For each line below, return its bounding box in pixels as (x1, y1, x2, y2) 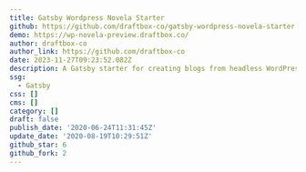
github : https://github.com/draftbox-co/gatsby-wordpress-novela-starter (9, 22, 296, 31)
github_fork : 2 (9, 148, 67, 157)
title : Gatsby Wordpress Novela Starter (9, 13, 166, 23)
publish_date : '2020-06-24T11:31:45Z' (9, 124, 157, 133)
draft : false (9, 115, 59, 124)
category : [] (9, 106, 59, 116)
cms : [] (9, 97, 39, 107)
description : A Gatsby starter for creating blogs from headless (9, 65, 262, 74)
